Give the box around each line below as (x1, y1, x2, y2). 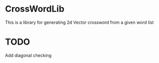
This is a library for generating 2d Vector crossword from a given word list (5, 19, 154, 25)
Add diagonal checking (5, 52, 52, 58)
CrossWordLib (5, 3, 65, 15)
